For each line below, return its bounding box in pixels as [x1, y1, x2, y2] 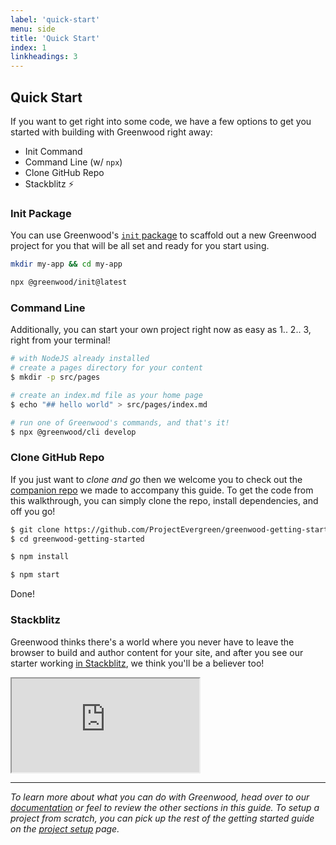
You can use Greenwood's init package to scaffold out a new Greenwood [10, 229, 317, 241]
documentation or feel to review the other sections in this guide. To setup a [10, 801, 320, 813]
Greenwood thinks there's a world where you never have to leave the [10, 636, 295, 648]
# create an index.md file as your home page [10, 390, 203, 400]
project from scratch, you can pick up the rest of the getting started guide [10, 812, 315, 824]
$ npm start [10, 570, 60, 580]
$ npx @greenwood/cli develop [10, 427, 137, 437]
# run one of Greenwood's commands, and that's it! [10, 417, 230, 428]
